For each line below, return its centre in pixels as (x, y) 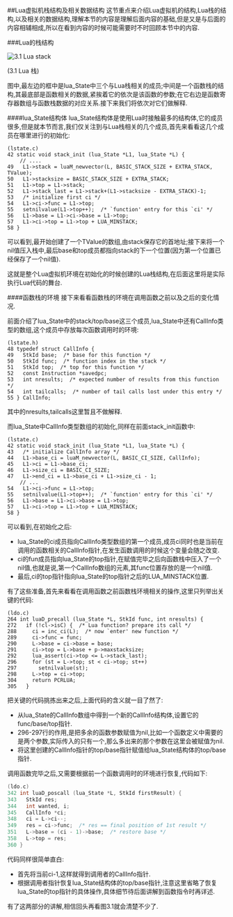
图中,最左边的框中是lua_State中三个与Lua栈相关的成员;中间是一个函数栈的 (113, 85)
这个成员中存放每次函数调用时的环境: (86, 329)
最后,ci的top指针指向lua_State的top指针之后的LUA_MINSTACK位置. (113, 576)
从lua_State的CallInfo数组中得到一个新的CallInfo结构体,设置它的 (108, 715)
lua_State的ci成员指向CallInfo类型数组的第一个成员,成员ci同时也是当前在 (120, 541)
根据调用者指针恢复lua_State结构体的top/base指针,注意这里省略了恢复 (117, 882)
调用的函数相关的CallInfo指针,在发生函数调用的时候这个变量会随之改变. (118, 550)
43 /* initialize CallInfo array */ (63, 452)
